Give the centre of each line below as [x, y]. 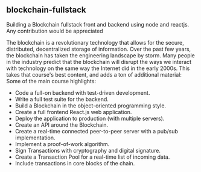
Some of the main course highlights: [51, 81]
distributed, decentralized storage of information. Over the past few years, [99, 49]
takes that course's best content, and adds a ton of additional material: [94, 74]
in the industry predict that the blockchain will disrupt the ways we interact [99, 62]
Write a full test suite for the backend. [62, 99]
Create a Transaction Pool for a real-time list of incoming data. [92, 157]
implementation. [35, 138]
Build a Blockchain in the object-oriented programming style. [91, 106]
